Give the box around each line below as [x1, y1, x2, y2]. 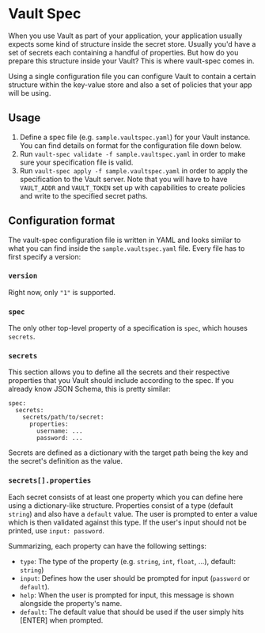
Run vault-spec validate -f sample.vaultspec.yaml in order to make [19, 149, 246, 158]
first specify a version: [8, 252, 81, 261]
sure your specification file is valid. [19, 157, 134, 167]
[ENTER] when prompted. [19, 615, 104, 625]
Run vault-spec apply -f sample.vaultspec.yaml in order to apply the [19, 165, 248, 175]
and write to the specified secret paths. [19, 191, 148, 200]
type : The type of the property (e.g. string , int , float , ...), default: [19, 556, 236, 566]
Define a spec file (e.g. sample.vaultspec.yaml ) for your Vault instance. [19, 132, 251, 142]
